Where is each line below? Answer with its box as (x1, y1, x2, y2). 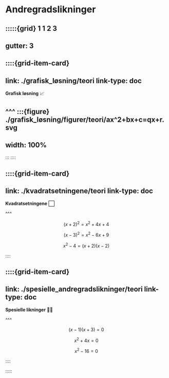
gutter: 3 (5, 41, 34, 50)
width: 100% (5, 140, 47, 149)
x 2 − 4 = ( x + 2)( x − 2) (63, 241, 110, 249)
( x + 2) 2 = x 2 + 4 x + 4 (63, 220, 109, 227)
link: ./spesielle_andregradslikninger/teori (5, 285, 143, 294)
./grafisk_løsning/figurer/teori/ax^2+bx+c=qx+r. (5, 115, 164, 124)
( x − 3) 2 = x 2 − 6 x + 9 (63, 231, 109, 238)
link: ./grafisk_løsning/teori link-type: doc (5, 76, 142, 85)
